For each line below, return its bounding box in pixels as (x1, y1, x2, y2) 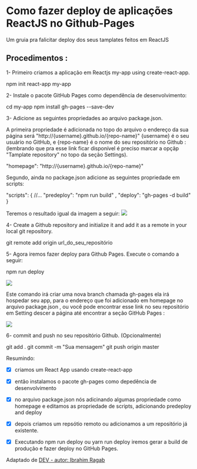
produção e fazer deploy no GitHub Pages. (14, 445, 119, 452)
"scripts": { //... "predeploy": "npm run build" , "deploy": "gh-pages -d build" (6, 191, 191, 199)
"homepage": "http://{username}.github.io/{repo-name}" (6, 162, 144, 169)
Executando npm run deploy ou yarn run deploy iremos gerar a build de (14, 438, 188, 445)
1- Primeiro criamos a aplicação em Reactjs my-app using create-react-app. (6, 69, 190, 76)
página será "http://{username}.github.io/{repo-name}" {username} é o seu (6, 132, 189, 139)
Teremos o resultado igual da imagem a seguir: (6, 210, 120, 217)
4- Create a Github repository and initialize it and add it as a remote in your (6, 221, 187, 228)
